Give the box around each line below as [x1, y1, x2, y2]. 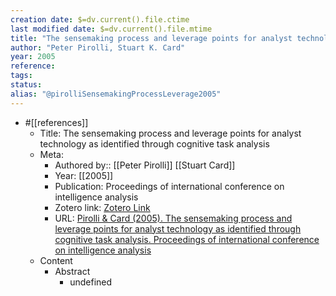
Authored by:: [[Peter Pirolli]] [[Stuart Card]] [54, 159, 236, 171]
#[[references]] [24, 116, 89, 128]
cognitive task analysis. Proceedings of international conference [54, 233, 320, 245]
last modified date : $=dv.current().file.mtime [10, 24, 213, 34]
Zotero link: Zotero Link [54, 201, 151, 213]
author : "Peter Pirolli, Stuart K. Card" [10, 42, 186, 53]
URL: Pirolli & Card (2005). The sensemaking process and [54, 212, 293, 224]
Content [39, 254, 73, 266]
